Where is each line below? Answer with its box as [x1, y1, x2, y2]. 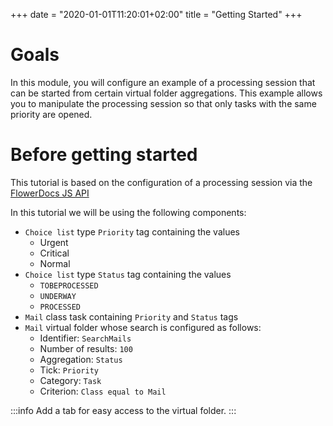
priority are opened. [10, 108, 93, 120]
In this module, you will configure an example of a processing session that [10, 76, 316, 88]
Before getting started [10, 144, 198, 166]
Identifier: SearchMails [39, 332, 132, 344]
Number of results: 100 [39, 342, 133, 354]
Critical [39, 247, 70, 259]
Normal [39, 257, 71, 269]
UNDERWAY [39, 291, 77, 301]
